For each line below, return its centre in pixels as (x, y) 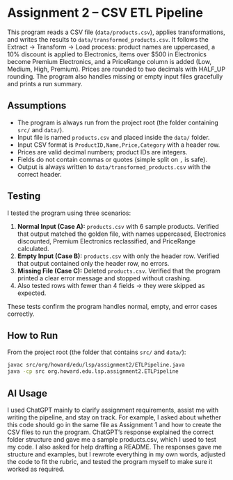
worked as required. (36, 469)
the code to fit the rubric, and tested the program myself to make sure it (110, 461)
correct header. (39, 174)
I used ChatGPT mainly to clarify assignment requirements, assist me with (113, 410)
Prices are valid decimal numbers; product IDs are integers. (102, 152)
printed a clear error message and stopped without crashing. (104, 278)
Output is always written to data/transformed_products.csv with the (114, 167)
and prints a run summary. (45, 83)
